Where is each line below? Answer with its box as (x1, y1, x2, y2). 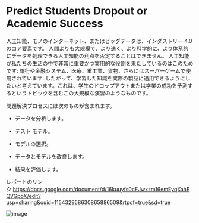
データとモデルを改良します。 (14, 153, 88, 160)
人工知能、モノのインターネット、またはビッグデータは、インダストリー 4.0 (6, 37, 192, 44)
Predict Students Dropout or (6, 4, 148, 18)
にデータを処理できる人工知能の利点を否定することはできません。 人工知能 (6, 52, 190, 59)
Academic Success (6, 17, 103, 30)
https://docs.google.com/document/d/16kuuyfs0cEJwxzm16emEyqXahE (12, 185, 190, 193)
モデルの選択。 (14, 140, 52, 147)
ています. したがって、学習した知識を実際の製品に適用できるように (21, 75, 185, 82)
